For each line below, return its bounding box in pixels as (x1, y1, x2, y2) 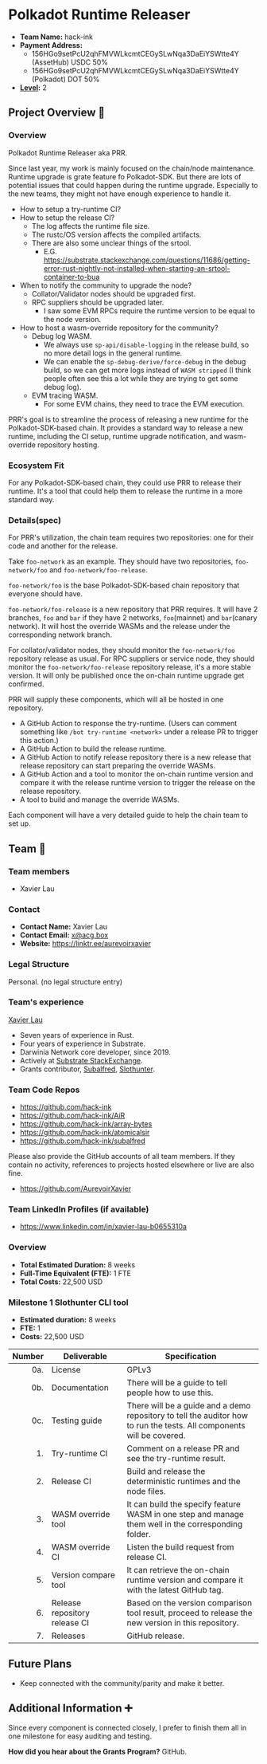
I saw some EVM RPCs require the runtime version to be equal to (43, 305, 256, 316)
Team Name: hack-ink (19, 32, 94, 41)
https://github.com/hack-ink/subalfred (19, 1136, 145, 1145)
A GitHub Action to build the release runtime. (19, 744, 167, 754)
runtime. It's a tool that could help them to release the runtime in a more (8, 486, 243, 496)
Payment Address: (19, 40, 83, 49)
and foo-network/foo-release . (48, 565, 149, 575)
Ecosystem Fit (8, 460, 65, 471)
